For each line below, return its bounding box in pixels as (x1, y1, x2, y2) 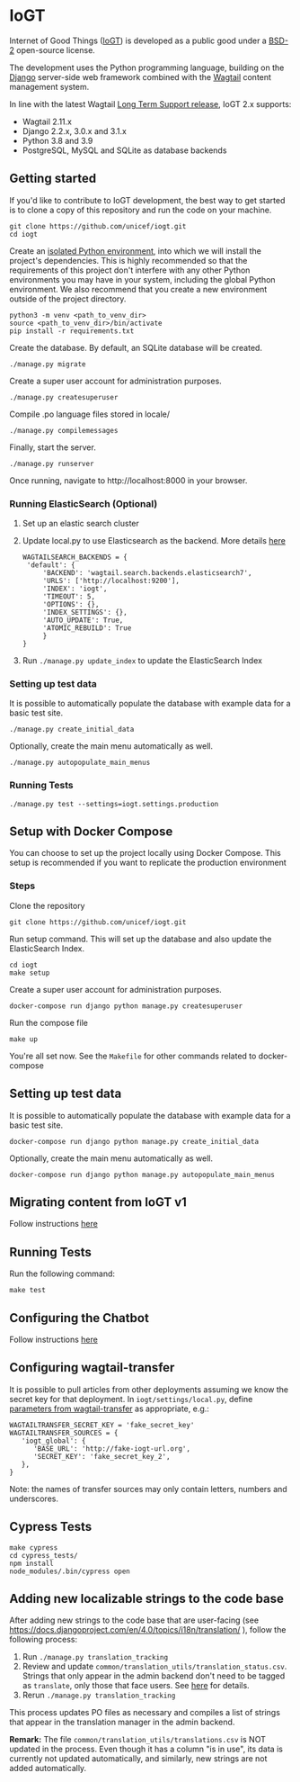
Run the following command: (9, 1268, 115, 1279)
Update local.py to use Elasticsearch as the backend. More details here (22, 535, 286, 546)
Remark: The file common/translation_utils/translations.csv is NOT (9, 1734, 267, 1745)
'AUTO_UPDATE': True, (42, 616, 124, 625)
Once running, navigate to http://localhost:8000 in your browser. (9, 474, 248, 486)
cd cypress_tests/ (9, 1551, 78, 1560)
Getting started (9, 171, 97, 186)
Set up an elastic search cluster (22, 518, 139, 529)
